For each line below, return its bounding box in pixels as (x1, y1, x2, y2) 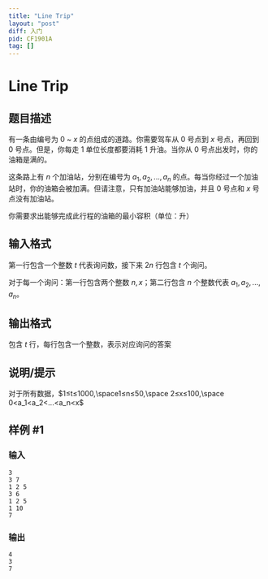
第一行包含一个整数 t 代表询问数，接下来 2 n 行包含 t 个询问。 (8, 260, 212, 270)
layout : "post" (8, 19, 60, 28)
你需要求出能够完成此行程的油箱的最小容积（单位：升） (8, 210, 193, 220)
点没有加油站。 (8, 193, 58, 203)
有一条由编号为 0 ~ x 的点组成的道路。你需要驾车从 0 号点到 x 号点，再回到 (8, 135, 260, 145)
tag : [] (8, 42, 35, 50)
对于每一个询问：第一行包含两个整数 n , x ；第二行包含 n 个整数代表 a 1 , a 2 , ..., (8, 277, 262, 289)
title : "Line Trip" (8, 11, 75, 20)
